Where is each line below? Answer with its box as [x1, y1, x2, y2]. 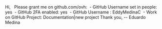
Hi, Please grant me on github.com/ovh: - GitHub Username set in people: [5, 4, 157, 10]
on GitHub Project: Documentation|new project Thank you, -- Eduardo [5, 14, 146, 20]
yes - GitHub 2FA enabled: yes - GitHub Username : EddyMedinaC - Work [5, 9, 157, 15]
